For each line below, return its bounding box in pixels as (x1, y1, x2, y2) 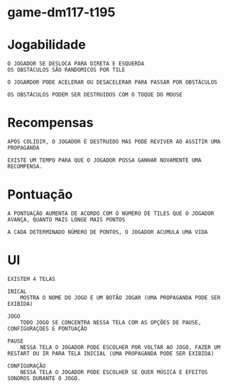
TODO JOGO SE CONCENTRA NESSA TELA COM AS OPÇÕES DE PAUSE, (20, 318, 202, 326)
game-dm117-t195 (7, 4, 116, 21)
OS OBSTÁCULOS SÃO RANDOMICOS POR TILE (7, 67, 126, 74)
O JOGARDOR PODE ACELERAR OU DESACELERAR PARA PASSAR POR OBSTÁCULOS (7, 79, 218, 86)
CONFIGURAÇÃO (7, 362, 46, 370)
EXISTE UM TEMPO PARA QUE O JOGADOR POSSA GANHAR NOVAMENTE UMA (7, 157, 202, 164)
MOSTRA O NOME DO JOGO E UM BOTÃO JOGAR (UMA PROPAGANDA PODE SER (20, 294, 221, 301)
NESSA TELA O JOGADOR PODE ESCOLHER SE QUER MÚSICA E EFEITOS (20, 368, 208, 376)
